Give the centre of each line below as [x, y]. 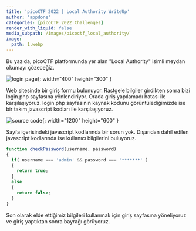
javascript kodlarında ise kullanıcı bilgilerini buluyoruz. [71, 138]
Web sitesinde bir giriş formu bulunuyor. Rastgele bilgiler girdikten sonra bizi [98, 90]
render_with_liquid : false [39, 28]
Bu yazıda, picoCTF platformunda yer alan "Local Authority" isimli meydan [96, 61]
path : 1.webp [27, 45]
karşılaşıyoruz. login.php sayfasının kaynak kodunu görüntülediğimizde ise [96, 103]
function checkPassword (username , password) [61, 149]
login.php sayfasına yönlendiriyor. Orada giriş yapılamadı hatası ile [86, 96]
